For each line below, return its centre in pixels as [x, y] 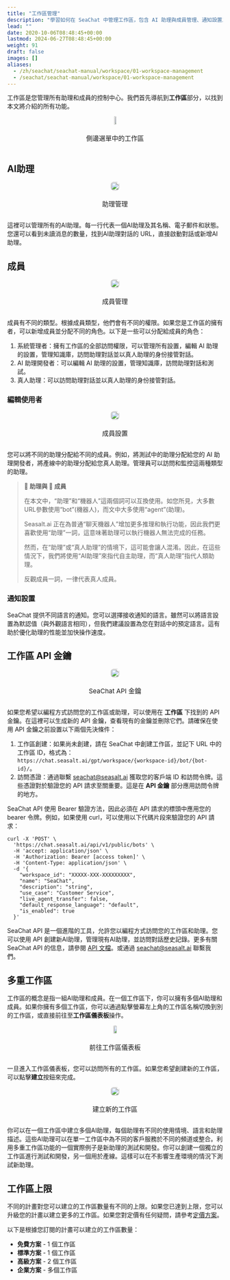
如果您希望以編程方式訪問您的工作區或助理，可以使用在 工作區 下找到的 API [114, 712]
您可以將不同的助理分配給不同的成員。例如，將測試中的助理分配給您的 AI [110, 455]
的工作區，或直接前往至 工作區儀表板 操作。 [67, 1015]
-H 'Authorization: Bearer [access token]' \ [79, 857]
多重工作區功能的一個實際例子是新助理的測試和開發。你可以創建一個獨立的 [118, 1147]
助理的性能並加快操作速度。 [70, 632]
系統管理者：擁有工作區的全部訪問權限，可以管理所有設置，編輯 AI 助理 [118, 346]
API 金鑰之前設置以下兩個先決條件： [65, 730]
